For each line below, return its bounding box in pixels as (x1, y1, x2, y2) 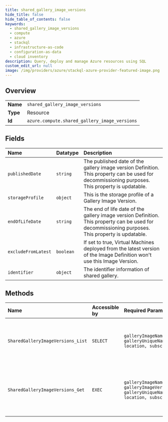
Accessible (91, 304, 119, 311)
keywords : (5, 21, 26, 27)
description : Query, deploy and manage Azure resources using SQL (5, 59, 146, 64)
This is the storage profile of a (83, 191, 154, 198)
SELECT (91, 338, 107, 344)
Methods (5, 289, 34, 298)
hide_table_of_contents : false (5, 17, 70, 22)
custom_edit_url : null (5, 63, 52, 68)
